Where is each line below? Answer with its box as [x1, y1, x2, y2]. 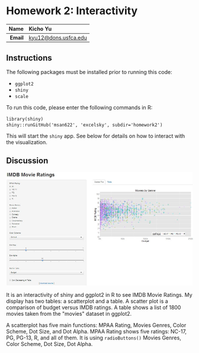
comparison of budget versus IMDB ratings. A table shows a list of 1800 [6, 303, 181, 311]
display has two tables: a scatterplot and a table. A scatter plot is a [6, 297, 169, 305]
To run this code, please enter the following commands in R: [6, 104, 153, 111]
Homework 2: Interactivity [6, 4, 138, 18]
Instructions [6, 53, 52, 63]
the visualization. [6, 139, 47, 145]
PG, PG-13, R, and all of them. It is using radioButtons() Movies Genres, [6, 334, 182, 341]
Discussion [6, 156, 49, 166]
